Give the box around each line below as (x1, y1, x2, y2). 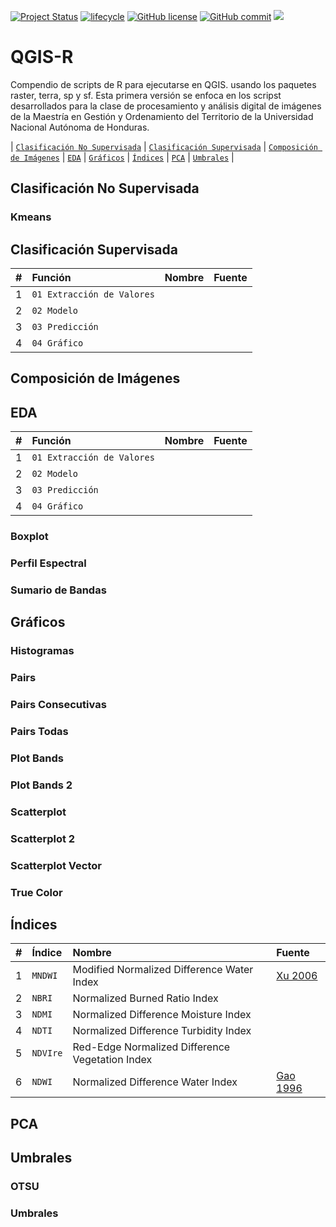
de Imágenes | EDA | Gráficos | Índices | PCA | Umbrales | (10, 151, 235, 163)
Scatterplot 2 (10, 831, 76, 845)
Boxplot (10, 530, 49, 544)
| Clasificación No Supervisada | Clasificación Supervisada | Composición (10, 140, 318, 152)
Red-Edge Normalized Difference (72, 1040, 231, 1054)
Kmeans (10, 210, 52, 224)
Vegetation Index (72, 1053, 153, 1067)
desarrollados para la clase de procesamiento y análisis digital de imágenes (10, 100, 322, 112)
